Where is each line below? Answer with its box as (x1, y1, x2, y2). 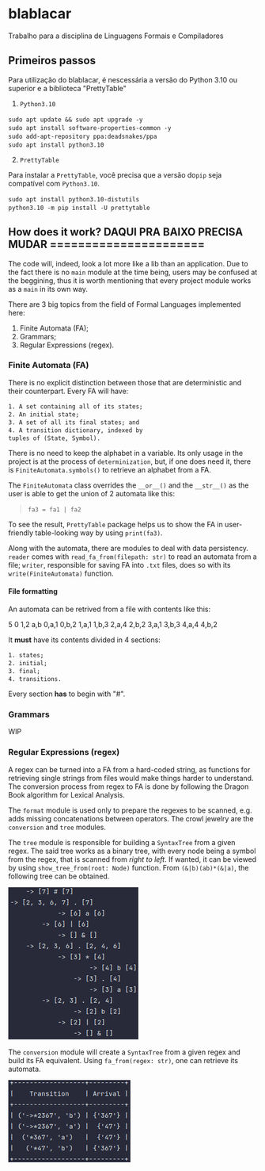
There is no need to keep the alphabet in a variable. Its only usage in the (8, 448, 244, 457)
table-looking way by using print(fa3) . (35, 528, 163, 538)
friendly (8, 528, 34, 538)
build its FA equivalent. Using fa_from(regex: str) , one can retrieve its (8, 1055, 239, 1065)
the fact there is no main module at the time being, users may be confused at (8, 267, 258, 277)
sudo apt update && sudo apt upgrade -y (8, 116, 144, 124)
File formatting (8, 587, 58, 596)
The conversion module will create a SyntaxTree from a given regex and (8, 1047, 241, 1057)
